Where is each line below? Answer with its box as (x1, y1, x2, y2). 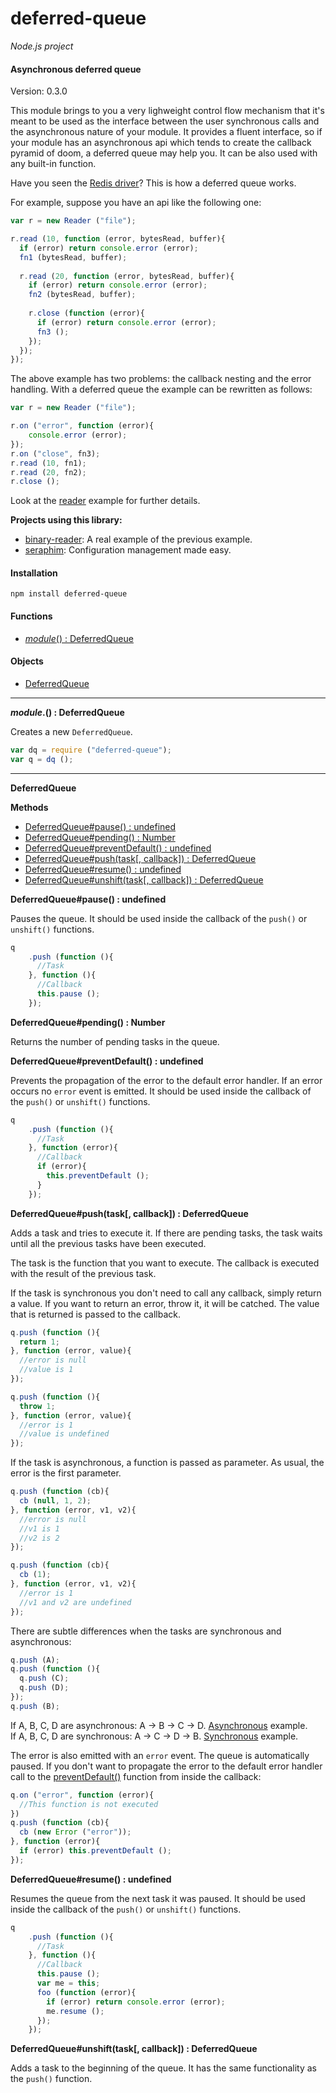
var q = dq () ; (10, 754, 74, 764)
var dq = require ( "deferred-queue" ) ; (10, 745, 172, 755)
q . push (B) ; (10, 1701, 60, 1711)
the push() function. (10, 2073, 93, 2085)
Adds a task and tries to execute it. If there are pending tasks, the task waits (10, 1227, 323, 1239)
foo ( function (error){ (36, 1987, 137, 1997)
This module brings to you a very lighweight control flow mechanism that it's (10, 105, 325, 117)
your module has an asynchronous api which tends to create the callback (10, 137, 312, 149)
